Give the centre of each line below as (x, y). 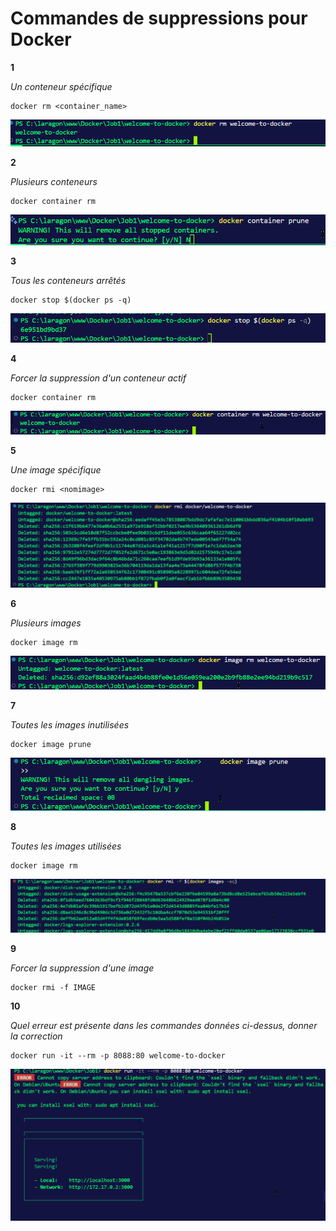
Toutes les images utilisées (66, 846)
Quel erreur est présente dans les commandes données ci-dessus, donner (164, 1026)
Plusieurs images (46, 623)
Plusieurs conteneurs (54, 181)
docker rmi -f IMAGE (53, 988)
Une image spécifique (56, 469)
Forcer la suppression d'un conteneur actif (98, 378)
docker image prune (51, 745)
